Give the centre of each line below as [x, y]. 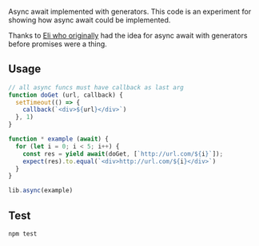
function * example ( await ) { [59, 139]
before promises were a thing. [58, 44]
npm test [23, 234]
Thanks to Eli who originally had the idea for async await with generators [128, 36]
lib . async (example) [41, 191]
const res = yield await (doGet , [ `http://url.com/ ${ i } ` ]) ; [123, 154]
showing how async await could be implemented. [90, 20]
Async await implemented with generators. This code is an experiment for [130, 12]
